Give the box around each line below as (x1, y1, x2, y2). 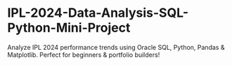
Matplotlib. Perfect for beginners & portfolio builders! (7, 51, 160, 59)
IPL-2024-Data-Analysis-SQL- (7, 5, 189, 21)
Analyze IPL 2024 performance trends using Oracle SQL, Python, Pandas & (7, 43, 225, 51)
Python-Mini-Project (7, 20, 131, 36)
